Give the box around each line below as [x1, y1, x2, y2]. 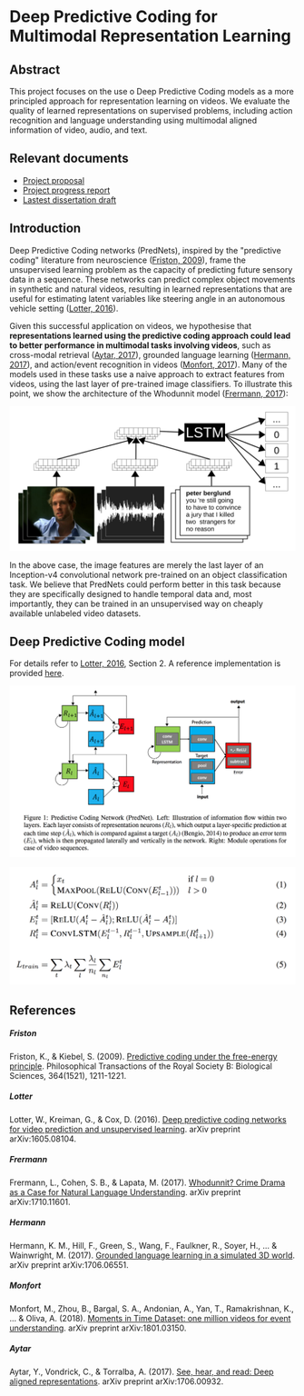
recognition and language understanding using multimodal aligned [9, 115, 258, 125]
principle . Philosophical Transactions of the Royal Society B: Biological [9, 1061, 272, 1072]
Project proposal [22, 174, 84, 185]
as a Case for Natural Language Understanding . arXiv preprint [9, 1186, 241, 1197]
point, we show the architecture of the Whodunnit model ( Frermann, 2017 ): [9, 388, 289, 399]
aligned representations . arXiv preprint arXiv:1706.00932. [9, 1375, 224, 1387]
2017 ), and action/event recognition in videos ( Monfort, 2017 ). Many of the [9, 359, 288, 370]
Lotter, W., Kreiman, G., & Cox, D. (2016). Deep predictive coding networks [9, 1113, 288, 1124]
